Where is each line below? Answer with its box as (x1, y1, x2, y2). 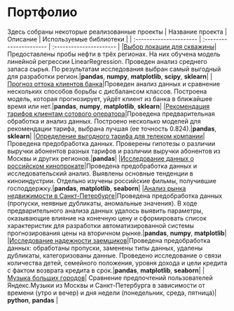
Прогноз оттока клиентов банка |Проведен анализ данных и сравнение (7, 79, 221, 88)
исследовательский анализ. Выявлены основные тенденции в (7, 169, 194, 178)
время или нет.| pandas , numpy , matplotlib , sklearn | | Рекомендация (7, 102, 210, 110)
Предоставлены (7, 50, 55, 58)
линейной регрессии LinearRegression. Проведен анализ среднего (7, 57, 208, 65)
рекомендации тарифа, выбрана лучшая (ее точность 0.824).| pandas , (7, 124, 217, 133)
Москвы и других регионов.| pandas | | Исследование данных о (7, 154, 194, 162)
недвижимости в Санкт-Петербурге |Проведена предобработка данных (7, 191, 223, 200)
